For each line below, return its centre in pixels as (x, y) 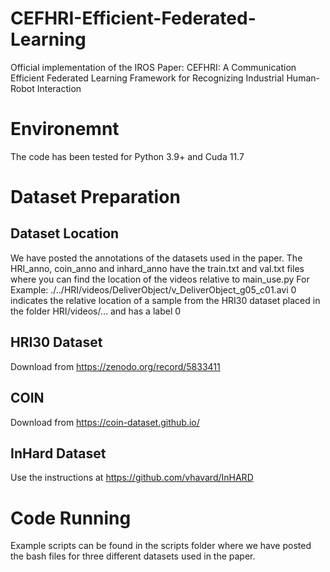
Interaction (59, 88)
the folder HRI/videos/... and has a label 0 (96, 311)
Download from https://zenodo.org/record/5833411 (115, 366)
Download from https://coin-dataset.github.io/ (105, 422)
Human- (303, 78)
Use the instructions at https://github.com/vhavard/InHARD (132, 478)
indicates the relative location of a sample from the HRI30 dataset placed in (165, 300)
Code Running (71, 518)
